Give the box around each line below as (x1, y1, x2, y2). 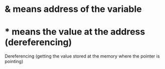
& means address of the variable (5, 3, 142, 15)
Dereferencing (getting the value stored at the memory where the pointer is (5, 53, 160, 59)
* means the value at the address (5, 26, 145, 38)
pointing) (5, 59, 24, 65)
